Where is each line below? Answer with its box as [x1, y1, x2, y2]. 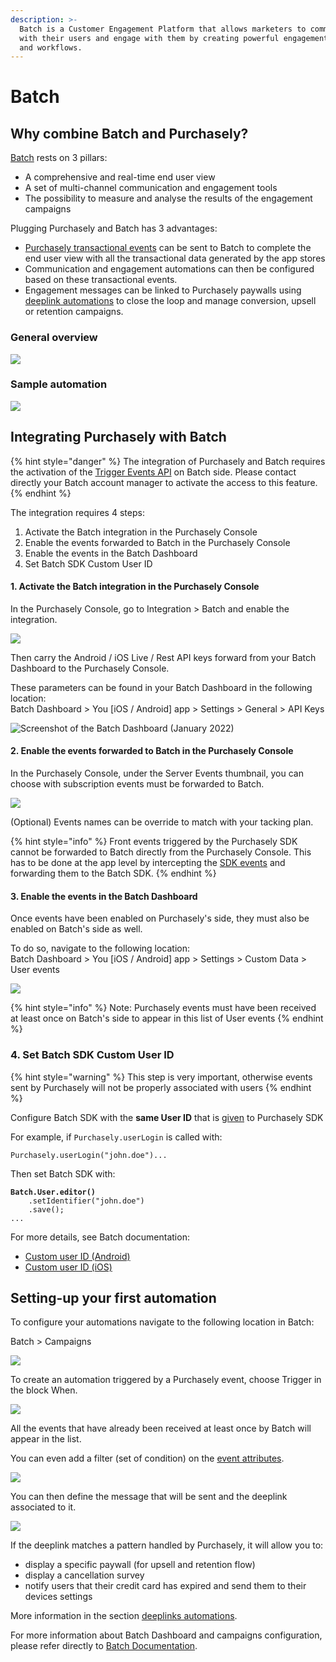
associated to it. [10, 1501, 77, 1513]
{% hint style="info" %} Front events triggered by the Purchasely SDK [10, 836, 298, 848]
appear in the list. [10, 1433, 82, 1445]
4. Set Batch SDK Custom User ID [10, 1048, 175, 1062]
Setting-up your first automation [10, 1289, 217, 1306]
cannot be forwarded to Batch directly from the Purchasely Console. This [10, 846, 312, 858]
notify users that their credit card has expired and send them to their [24, 1580, 307, 1592]
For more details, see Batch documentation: [10, 1231, 190, 1243]
